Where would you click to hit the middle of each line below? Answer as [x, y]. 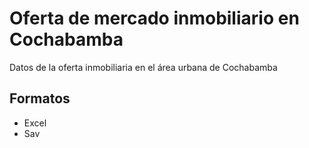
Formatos [40, 98]
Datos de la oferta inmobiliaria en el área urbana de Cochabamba [143, 67]
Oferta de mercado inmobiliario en [154, 18]
